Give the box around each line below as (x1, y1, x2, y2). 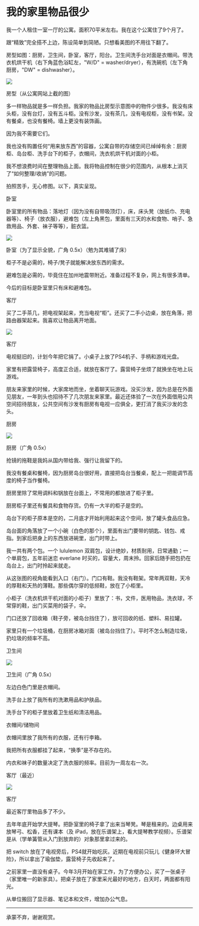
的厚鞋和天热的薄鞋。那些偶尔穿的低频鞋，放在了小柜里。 (6, 582, 146, 589)
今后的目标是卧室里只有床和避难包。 (6, 284, 95, 291)
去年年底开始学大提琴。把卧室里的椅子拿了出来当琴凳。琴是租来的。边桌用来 (6, 820, 193, 828)
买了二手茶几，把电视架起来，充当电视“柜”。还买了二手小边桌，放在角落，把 (6, 309, 192, 316)
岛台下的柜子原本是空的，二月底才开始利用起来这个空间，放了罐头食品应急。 (6, 514, 193, 522)
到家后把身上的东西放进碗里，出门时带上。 (16, 534, 120, 541)
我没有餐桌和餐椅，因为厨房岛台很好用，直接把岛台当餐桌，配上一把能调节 (6, 469, 188, 476)
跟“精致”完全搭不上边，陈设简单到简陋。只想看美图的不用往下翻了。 (6, 39, 172, 46)
